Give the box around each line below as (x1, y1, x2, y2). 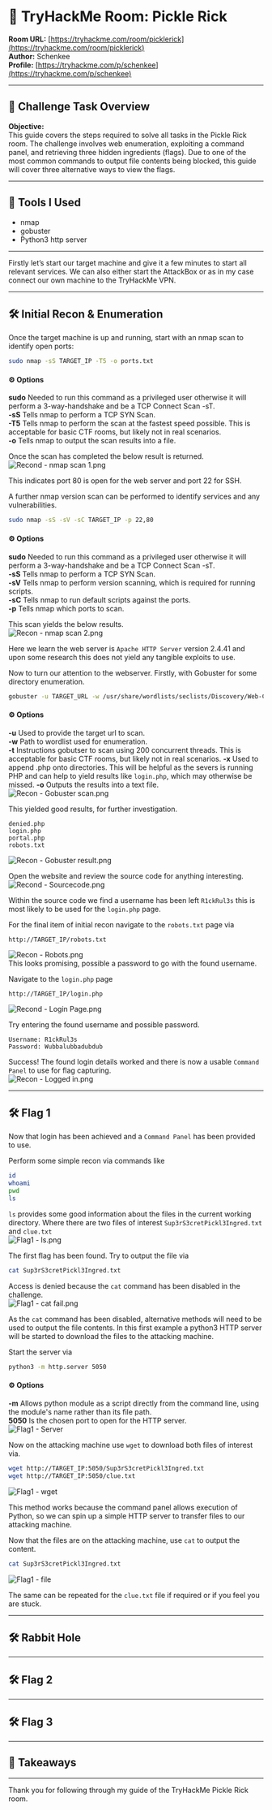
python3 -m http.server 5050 (8, 1363, 107, 1371)
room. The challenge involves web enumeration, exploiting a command (8, 138, 244, 149)
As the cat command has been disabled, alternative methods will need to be (8, 1314, 262, 1324)
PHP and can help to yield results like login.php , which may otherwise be (8, 771, 253, 780)
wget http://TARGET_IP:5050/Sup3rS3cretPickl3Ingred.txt (8, 1464, 205, 1472)
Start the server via (8, 1347, 73, 1357)
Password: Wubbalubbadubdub (8, 1043, 104, 1051)
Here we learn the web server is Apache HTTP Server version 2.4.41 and (8, 643, 245, 653)
